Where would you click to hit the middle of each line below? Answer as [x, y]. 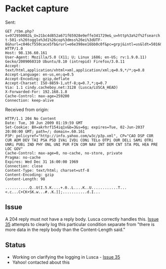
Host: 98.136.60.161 [26, 53]
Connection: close [24, 166]
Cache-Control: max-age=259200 [37, 96]
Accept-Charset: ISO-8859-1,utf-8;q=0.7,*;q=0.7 [56, 83]
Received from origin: [27, 110]
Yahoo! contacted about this [41, 262]
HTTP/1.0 [14, 48]
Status [16, 245]
